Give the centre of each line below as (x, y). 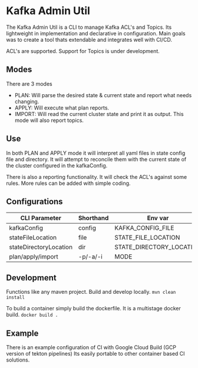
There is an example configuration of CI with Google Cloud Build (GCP (91, 347)
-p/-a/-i (90, 257)
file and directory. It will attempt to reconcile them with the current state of (96, 159)
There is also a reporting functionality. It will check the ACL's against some (97, 177)
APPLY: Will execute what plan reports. (62, 108)
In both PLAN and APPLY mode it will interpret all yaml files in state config (96, 153)
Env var (158, 218)
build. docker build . (32, 315)
